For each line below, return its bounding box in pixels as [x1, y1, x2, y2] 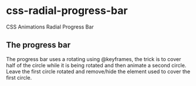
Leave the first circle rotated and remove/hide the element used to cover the [6, 68, 191, 75]
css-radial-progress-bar [6, 4, 128, 17]
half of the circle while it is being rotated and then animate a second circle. [6, 62, 187, 69]
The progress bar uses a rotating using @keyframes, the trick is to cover [6, 55, 181, 62]
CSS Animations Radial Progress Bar [6, 23, 94, 30]
